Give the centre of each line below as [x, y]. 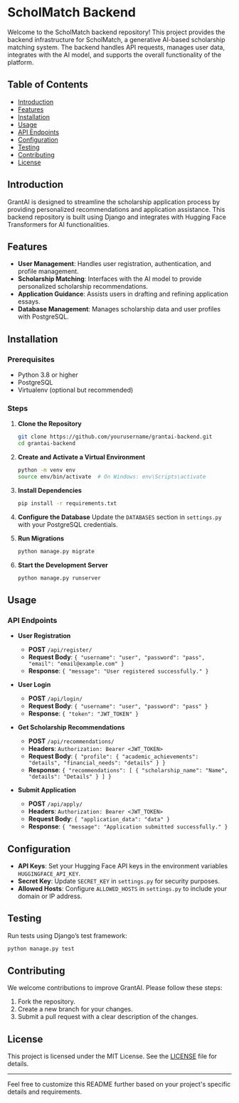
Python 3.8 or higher [48, 375]
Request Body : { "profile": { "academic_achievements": [113, 756]
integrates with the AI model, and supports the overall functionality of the [115, 55]
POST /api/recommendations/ [71, 741]
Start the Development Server [63, 565]
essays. [29, 302]
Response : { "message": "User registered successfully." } [118, 671]
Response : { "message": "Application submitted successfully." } [128, 826]
